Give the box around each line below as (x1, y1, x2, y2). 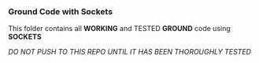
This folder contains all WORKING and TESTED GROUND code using (8, 24, 231, 33)
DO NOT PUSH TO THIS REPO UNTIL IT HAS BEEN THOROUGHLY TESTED (8, 47, 252, 57)
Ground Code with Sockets (8, 6, 113, 17)
